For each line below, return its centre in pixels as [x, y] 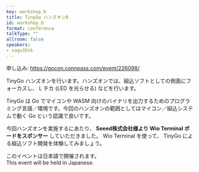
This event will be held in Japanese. [50, 162]
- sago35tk [20, 51]
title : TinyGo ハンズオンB [37, 17]
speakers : [18, 45]
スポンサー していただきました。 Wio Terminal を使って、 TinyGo [102, 136]
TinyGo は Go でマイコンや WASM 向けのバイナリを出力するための [88, 101]
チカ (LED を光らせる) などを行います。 [91, 88]
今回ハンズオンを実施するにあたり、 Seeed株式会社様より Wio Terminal [95, 128]
